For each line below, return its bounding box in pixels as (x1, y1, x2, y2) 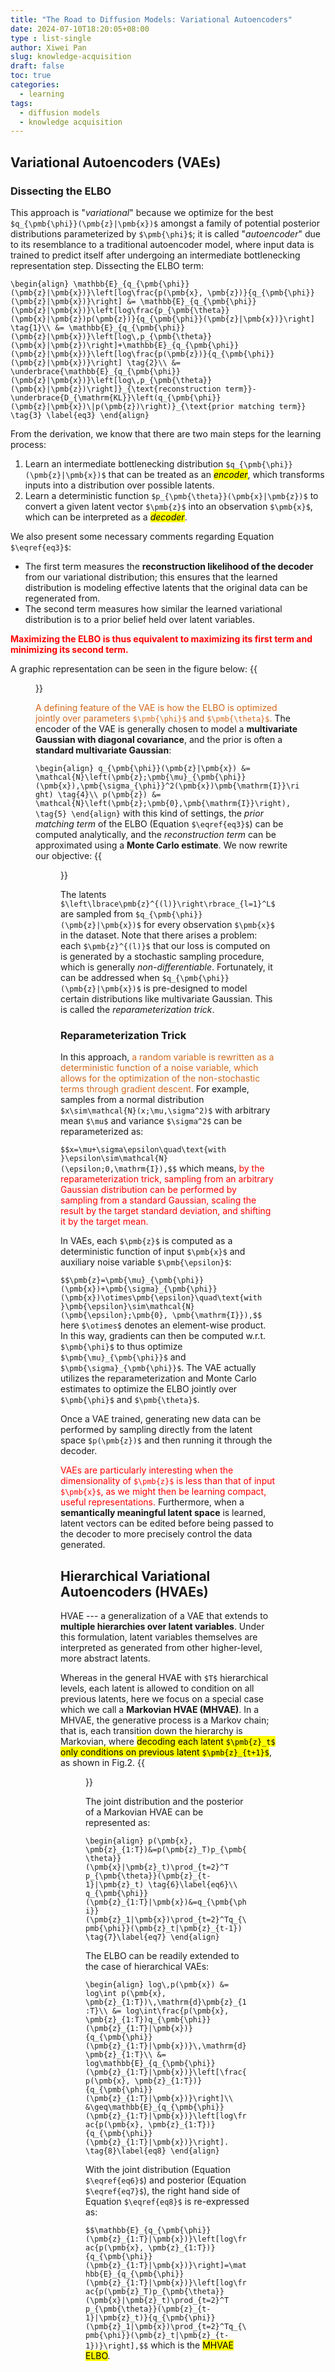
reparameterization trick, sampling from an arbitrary (60, 1173, 274, 1185)
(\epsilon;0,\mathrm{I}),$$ (60, 1164, 178, 1175)
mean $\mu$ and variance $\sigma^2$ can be (60, 1115, 243, 1127)
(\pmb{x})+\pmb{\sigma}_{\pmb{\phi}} (60, 1284, 218, 1295)
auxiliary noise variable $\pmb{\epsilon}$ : (60, 1256, 232, 1268)
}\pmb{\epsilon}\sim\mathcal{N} (60, 1302, 195, 1312)
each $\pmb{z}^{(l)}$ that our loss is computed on (60, 939, 271, 951)
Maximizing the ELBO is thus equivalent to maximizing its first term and (10, 632, 313, 645)
